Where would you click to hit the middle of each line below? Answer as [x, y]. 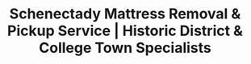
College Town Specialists [125, 48]
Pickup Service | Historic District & [125, 31]
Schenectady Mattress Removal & [125, 14]
